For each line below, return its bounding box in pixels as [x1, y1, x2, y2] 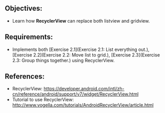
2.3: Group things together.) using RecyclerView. [12, 57, 115, 63]
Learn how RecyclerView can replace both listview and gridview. [12, 17, 150, 24]
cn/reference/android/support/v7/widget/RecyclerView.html [12, 91, 139, 97]
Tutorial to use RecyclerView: [12, 97, 74, 103]
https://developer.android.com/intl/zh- [44, 86, 125, 92]
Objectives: [5, 4, 43, 13]
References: [5, 72, 45, 81]
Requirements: [5, 33, 53, 42]
